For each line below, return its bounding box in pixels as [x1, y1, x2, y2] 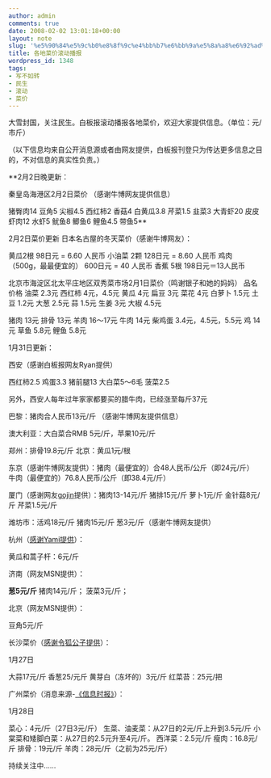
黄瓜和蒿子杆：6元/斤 [8, 552, 79, 561]
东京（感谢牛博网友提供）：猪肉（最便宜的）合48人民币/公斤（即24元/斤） [8, 463, 254, 473]
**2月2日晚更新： [8, 172, 69, 182]
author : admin [8, 11, 56, 20]
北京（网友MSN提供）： [8, 603, 85, 613]
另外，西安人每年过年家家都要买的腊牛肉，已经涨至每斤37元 [8, 394, 208, 404]
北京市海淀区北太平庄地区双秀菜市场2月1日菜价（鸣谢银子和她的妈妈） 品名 [8, 278, 258, 288]
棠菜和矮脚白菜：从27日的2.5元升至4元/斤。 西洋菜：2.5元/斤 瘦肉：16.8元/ [8, 734, 258, 743]
